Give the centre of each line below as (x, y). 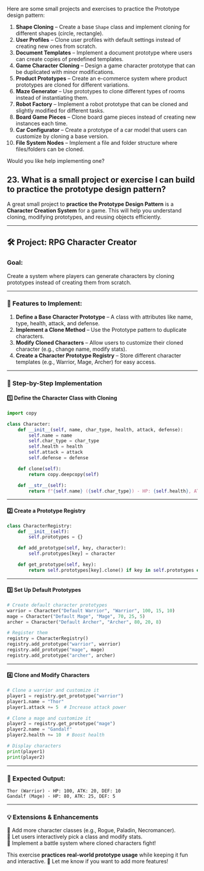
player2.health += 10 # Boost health (56, 735)
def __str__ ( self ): (42, 485)
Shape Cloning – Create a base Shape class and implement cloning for (103, 27)
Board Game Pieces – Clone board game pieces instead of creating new (106, 117)
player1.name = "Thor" (35, 701)
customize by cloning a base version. (62, 136)
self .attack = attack (56, 452)
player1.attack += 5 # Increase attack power (67, 707)
